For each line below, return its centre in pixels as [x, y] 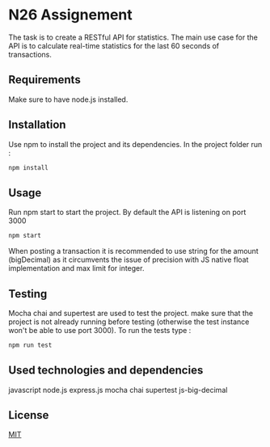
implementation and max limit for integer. [76, 268]
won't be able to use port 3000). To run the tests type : [100, 330]
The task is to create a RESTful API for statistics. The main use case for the [133, 37]
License [29, 415]
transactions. [30, 54]
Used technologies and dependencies [106, 371]
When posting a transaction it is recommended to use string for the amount [133, 251]
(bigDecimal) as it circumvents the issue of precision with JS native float [129, 259]
